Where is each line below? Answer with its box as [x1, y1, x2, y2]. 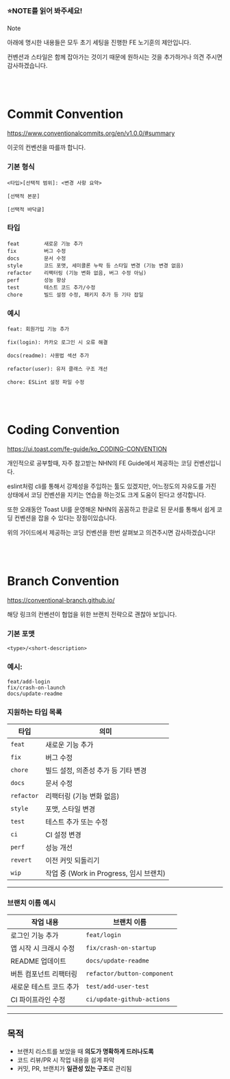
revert [10, 856, 32, 864]
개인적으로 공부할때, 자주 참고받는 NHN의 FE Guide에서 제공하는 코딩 [7, 459, 192, 468]
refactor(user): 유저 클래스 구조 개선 [7, 365, 108, 373]
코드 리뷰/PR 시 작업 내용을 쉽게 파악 [16, 1056, 115, 1064]
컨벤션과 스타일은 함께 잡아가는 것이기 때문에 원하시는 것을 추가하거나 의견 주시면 [7, 53, 223, 61]
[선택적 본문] [7, 193, 40, 199]
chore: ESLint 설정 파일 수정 [7, 379, 85, 386]
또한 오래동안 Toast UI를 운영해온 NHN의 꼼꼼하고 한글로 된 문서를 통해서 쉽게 [7, 505, 216, 513]
